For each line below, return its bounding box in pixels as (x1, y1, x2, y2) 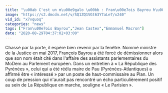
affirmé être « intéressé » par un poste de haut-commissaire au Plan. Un (5, 71, 154, 77)
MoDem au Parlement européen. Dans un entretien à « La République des (5, 61, 157, 66)
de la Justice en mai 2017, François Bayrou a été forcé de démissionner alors (5, 50, 163, 56)
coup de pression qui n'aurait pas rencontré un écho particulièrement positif (5, 76, 162, 82)
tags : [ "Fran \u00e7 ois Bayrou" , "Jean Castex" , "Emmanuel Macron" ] (5, 26, 144, 31)
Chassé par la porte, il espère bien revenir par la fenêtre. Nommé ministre (5, 45, 156, 50)
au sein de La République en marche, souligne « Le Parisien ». (5, 82, 133, 88)
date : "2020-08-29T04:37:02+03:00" (5, 31, 79, 36)
